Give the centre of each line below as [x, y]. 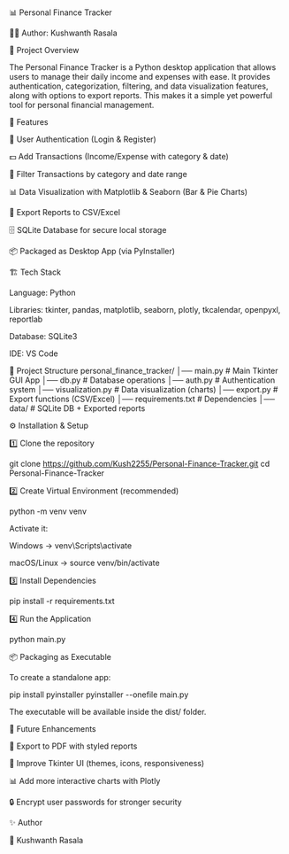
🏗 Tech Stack [35, 272]
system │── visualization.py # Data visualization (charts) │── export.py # [144, 389]
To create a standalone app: [60, 677]
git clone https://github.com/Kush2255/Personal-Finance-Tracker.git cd [140, 464]
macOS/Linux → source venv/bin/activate [85, 563]
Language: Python [43, 292]
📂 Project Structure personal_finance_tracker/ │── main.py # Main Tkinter [144, 371]
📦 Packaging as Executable [61, 657]
